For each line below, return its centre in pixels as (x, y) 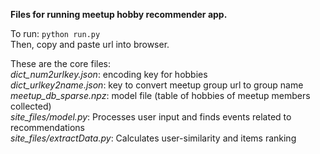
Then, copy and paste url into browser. (90, 44)
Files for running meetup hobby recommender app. (119, 14)
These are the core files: (61, 63)
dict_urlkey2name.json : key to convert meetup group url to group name (157, 85)
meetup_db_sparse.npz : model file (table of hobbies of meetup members (160, 95)
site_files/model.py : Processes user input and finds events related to (151, 117)
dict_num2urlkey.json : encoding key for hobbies (109, 74)
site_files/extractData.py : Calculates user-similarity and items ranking (153, 138)
